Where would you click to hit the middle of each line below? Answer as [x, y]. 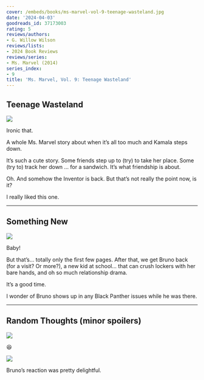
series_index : [24, 68]
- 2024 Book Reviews [32, 52]
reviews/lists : [25, 46]
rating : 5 [19, 29]
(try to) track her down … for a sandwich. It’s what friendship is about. [93, 167]
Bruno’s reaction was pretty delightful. [54, 370]
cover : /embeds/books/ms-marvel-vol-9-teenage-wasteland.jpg [85, 12]
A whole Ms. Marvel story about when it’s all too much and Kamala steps [97, 142]
